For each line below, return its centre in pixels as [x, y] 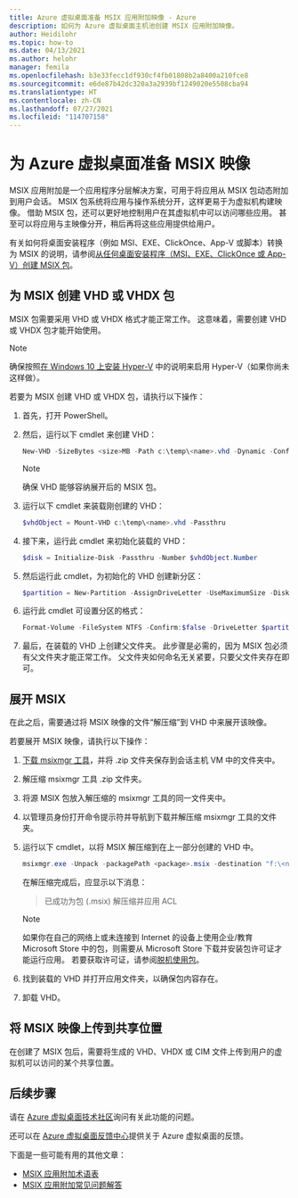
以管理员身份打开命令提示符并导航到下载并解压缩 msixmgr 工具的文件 [149, 817]
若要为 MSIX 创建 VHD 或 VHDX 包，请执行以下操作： [107, 396]
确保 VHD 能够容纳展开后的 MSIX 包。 [92, 486]
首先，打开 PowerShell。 [67, 415]
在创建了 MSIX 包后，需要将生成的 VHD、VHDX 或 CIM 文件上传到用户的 [142, 1051]
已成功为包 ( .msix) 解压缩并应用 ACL [111, 901]
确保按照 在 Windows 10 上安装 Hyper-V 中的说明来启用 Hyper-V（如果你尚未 [149, 366]
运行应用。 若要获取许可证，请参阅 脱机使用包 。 [117, 959]
